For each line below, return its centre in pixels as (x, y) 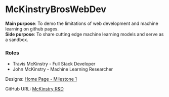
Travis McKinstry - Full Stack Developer (54, 64)
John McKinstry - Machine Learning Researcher (63, 69)
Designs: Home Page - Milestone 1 (41, 79)
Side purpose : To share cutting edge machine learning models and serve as (85, 34)
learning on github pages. (32, 28)
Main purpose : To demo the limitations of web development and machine (82, 23)
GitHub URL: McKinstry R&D (35, 89)
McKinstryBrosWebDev (56, 9)
